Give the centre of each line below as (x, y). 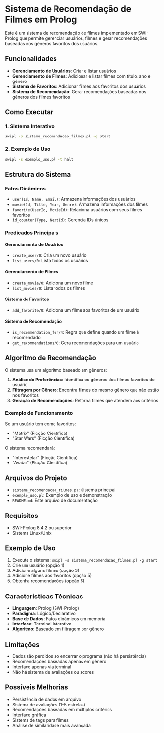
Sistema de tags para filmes (40, 720)
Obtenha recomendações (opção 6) (48, 581)
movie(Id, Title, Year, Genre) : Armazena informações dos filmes (80, 204)
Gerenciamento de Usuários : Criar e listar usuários (64, 71)
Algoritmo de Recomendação (51, 358)
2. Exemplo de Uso (28, 149)
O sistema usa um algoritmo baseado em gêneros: (56, 370)
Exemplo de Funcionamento (39, 413)
